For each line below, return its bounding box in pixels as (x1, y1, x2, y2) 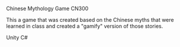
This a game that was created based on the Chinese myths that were (6, 16, 174, 23)
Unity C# (6, 34, 28, 41)
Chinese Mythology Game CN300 (6, 5, 89, 12)
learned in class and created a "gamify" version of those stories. (6, 23, 163, 29)
